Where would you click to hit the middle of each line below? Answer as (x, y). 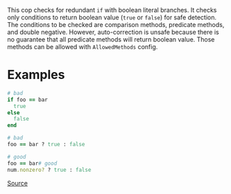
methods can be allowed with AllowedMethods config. (83, 47)
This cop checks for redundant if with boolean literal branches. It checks (112, 10)
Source (17, 183)
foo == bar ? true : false (46, 145)
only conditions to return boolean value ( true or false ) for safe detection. (112, 17)
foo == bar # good (32, 163)
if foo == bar (28, 100)
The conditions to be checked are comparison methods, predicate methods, (116, 25)
